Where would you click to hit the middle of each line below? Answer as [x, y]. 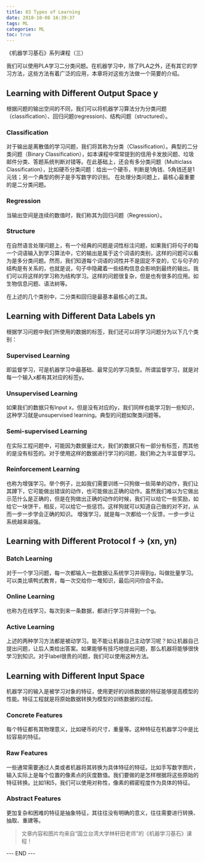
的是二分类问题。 [28, 185]
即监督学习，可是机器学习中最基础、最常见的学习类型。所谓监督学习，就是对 [103, 369]
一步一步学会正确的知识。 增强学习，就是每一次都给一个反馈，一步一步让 [103, 514]
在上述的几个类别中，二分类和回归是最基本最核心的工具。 [78, 297]
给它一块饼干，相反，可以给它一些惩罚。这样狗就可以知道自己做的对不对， [100, 506]
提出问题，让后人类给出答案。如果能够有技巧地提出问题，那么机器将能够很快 [103, 649]
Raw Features [27, 753]
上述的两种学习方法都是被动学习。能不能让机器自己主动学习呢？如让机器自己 [103, 641]
